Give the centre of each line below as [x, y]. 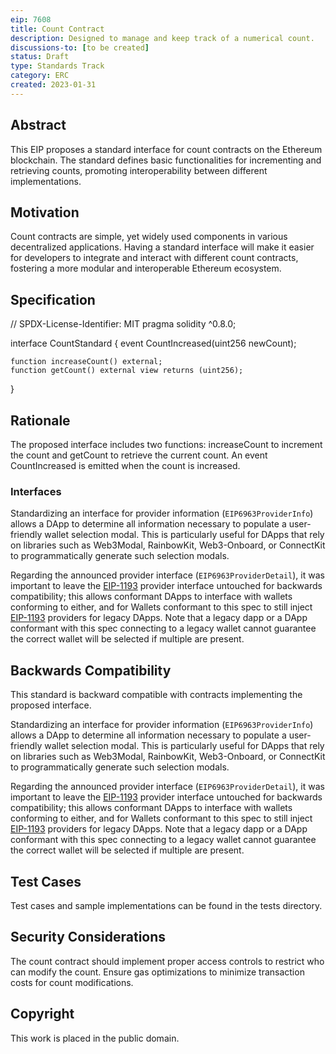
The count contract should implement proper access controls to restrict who [167, 961]
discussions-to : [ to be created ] [80, 47]
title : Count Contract [57, 29]
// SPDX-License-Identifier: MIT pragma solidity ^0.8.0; [123, 324]
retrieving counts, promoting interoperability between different [139, 170]
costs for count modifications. [72, 982]
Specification [53, 299]
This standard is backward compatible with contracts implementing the [156, 695]
